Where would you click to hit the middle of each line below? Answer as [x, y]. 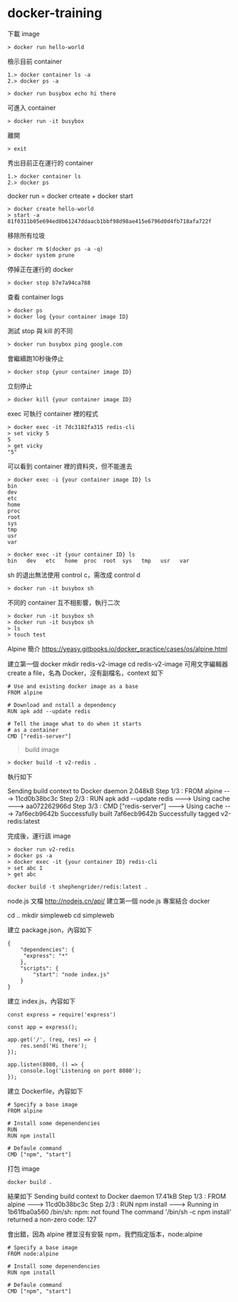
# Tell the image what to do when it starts [74, 724]
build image [42, 749]
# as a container [33, 730]
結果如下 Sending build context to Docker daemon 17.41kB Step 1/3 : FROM [117, 1196]
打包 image [24, 1168]
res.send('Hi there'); [54, 1045]
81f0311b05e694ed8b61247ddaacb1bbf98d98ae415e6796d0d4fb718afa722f [110, 221]
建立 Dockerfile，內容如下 [45, 1091]
